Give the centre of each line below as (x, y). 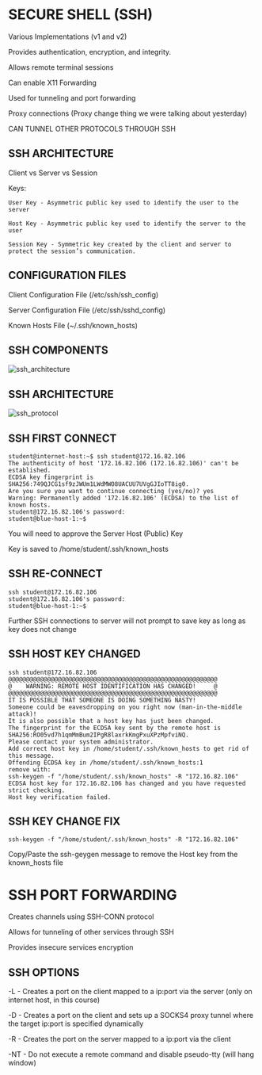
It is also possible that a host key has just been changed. (111, 721)
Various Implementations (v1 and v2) (68, 36)
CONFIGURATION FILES (67, 275)
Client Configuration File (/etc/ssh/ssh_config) (84, 294)
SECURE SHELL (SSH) (80, 15)
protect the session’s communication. (72, 251)
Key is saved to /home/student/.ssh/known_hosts (88, 549)
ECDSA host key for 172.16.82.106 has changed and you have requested (127, 783)
